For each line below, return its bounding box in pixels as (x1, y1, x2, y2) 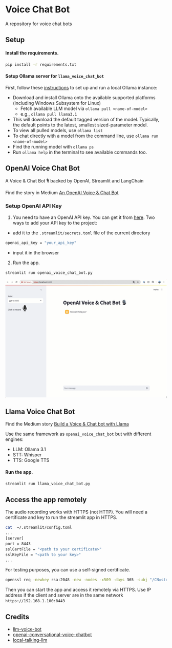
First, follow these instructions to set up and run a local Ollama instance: (5, 84, 158, 90)
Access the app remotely (5, 495, 87, 504)
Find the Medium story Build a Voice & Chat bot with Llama (5, 421, 129, 427)
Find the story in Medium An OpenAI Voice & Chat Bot (5, 190, 119, 196)
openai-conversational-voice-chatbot (12, 632, 92, 638)
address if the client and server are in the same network (5, 592, 123, 598)
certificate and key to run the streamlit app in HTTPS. (5, 514, 118, 521)
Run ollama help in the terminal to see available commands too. (12, 149, 147, 155)
